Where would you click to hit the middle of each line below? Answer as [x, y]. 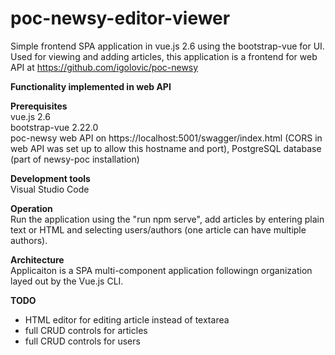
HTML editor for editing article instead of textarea [127, 319]
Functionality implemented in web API [91, 86]
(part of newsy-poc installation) [75, 159]
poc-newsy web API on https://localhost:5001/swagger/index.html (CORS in [166, 138]
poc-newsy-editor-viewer [120, 18]
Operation [31, 208]
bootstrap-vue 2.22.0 [54, 127]
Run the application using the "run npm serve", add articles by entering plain [167, 219]
